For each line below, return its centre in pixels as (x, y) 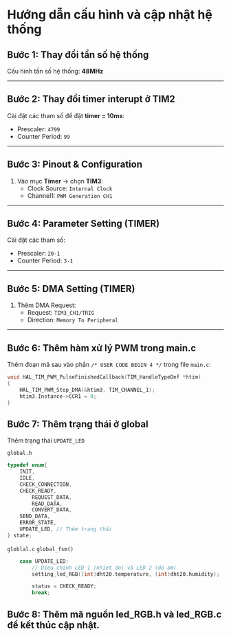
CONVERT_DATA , (52, 510)
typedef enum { (27, 465)
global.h (20, 454)
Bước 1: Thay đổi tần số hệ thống (78, 55)
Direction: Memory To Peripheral (73, 320)
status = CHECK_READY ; (64, 586)
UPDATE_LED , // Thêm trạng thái (66, 529)
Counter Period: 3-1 (45, 260)
